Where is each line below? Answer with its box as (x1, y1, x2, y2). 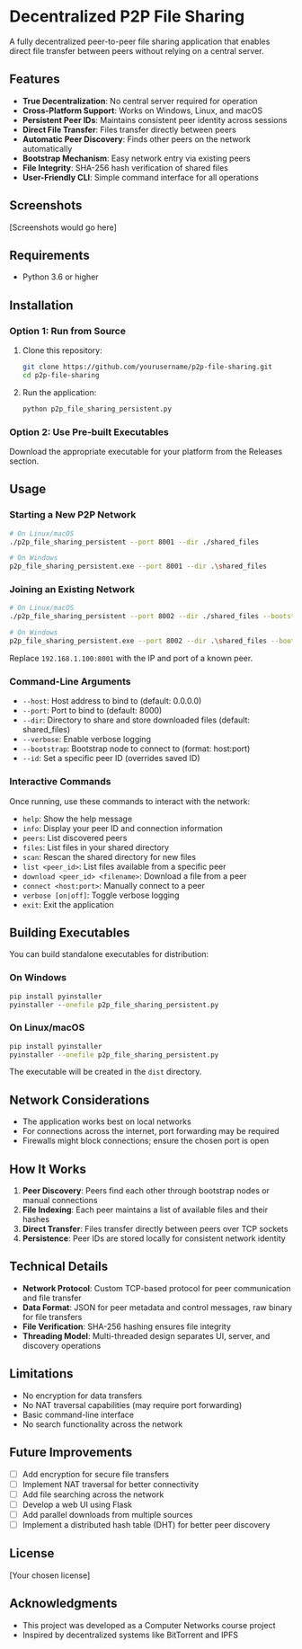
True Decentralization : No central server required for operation (22, 95, 258, 106)
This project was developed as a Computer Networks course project (22, 1619, 276, 1630)
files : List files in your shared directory (22, 842, 169, 853)
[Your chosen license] (9, 1570, 91, 1581)
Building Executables (9, 925, 130, 940)
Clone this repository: (22, 345, 102, 356)
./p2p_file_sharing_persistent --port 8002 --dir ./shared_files (9, 612, 259, 621)
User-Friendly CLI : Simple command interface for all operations (22, 172, 259, 182)
